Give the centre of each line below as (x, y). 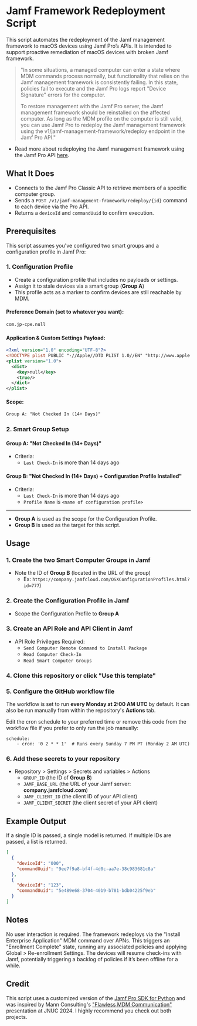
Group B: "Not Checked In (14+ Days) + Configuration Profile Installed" (94, 476)
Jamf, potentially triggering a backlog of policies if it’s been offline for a (92, 959)
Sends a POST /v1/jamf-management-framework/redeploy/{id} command (101, 200)
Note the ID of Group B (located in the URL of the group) (83, 573)
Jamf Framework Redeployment (86, 11)
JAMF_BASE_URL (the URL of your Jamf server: (77, 784)
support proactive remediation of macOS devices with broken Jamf (87, 52)
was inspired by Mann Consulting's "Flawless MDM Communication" (89, 1004)
